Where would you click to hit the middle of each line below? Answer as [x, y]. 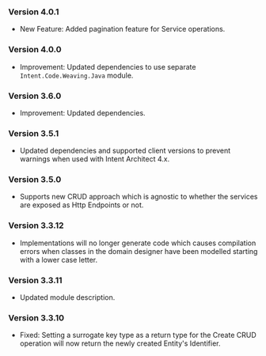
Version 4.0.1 [34, 12]
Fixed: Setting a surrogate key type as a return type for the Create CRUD [138, 335]
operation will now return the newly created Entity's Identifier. [120, 343]
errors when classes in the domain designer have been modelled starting [139, 251]
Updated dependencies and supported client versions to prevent [125, 151]
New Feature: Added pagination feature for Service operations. [122, 29]
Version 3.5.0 [35, 180]
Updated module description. [67, 297]
